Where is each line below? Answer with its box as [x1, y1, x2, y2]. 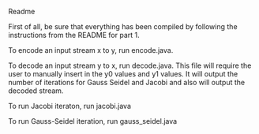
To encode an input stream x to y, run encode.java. [8, 46, 174, 54]
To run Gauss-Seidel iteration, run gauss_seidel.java [8, 117, 178, 125]
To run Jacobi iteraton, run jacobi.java [8, 102, 132, 110]
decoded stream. [8, 86, 64, 95]
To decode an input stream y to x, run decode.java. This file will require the [8, 61, 252, 70]
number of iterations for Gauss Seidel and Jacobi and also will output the [8, 78, 246, 87]
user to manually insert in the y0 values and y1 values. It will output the [8, 69, 238, 78]
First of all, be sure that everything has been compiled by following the [8, 22, 238, 31]
